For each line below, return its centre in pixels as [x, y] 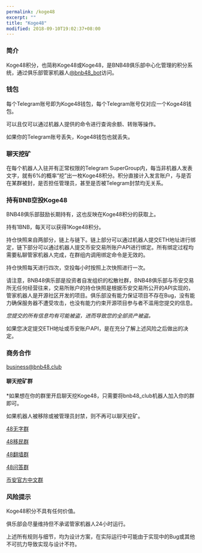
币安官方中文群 [25, 480]
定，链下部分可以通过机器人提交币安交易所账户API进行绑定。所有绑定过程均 [100, 248]
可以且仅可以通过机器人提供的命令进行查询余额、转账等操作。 [83, 124]
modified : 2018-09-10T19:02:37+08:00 [54, 29]
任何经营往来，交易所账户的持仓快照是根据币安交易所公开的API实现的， [105, 288]
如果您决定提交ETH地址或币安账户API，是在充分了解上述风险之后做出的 [95, 329]
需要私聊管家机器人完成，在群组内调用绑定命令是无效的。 [77, 255]
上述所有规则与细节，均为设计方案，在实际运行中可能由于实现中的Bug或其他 [101, 537]
